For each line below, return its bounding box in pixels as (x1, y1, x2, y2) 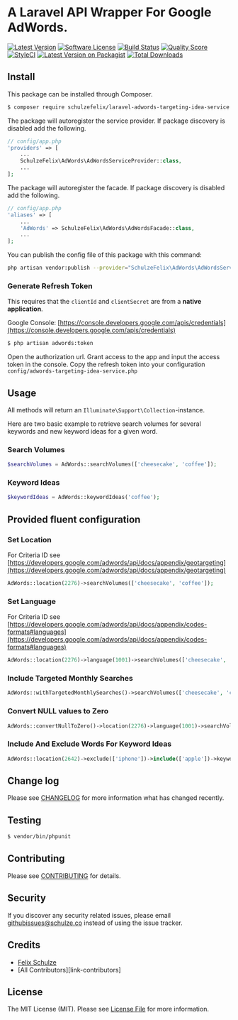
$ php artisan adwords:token (7, 340, 93, 347)
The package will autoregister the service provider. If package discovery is (7, 116, 225, 125)
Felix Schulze (17, 958, 57, 966)
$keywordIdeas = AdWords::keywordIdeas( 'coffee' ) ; (7, 494, 160, 501)
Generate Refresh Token (7, 281, 93, 291)
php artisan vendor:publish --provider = (7, 264, 129, 272)
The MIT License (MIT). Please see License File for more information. (7, 1005, 209, 1014)
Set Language (7, 596, 57, 606)
